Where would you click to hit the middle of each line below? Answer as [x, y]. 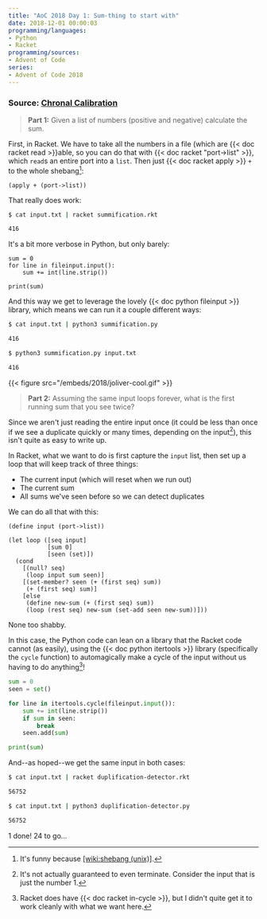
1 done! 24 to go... [38, 835]
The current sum [47, 488]
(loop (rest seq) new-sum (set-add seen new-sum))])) [117, 610]
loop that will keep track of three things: [74, 464]
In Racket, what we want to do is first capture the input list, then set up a [127, 456]
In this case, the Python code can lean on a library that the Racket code [125, 640]
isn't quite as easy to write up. [58, 440]
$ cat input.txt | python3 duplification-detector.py [99, 806]
